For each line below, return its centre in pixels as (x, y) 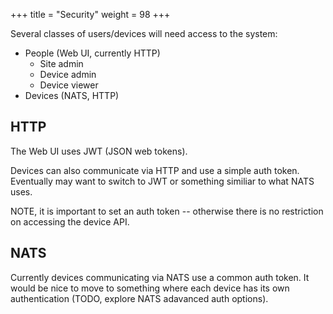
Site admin (61, 63)
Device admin (68, 74)
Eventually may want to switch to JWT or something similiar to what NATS (162, 181)
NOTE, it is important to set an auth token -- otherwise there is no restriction (167, 211)
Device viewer (69, 85)
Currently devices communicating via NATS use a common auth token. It (160, 277)
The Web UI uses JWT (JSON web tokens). (99, 151)
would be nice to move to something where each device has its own (150, 288)
